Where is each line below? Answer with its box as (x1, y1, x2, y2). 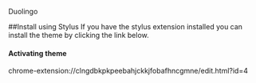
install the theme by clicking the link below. (8, 31, 149, 40)
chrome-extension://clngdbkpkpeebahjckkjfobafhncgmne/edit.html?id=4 (8, 66, 249, 76)
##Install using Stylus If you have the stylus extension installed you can (8, 22, 243, 31)
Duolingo (8, 7, 38, 16)
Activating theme (8, 48, 67, 58)
